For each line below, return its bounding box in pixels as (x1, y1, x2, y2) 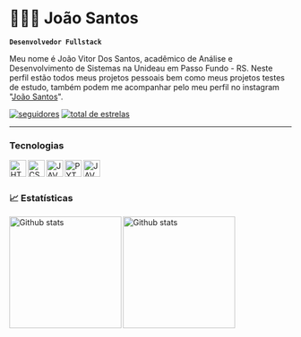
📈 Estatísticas (9, 192, 73, 205)
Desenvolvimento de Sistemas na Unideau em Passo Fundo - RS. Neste (9, 63, 273, 73)
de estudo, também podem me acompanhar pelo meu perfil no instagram (9, 81, 280, 92)
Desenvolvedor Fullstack (9, 38, 102, 46)
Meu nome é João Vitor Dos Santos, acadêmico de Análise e (9, 53, 233, 63)
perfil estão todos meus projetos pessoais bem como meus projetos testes (9, 72, 285, 83)
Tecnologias (9, 139, 64, 151)
